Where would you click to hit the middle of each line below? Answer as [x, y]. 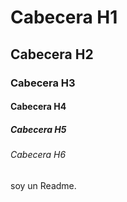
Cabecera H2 [52, 54]
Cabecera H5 [38, 129]
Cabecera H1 [64, 17]
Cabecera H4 [38, 107]
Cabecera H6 [38, 155]
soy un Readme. [43, 185]
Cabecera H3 [43, 83]
